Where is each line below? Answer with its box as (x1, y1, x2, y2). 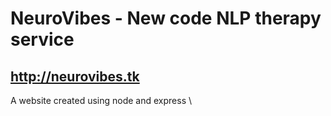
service (10, 28, 75, 51)
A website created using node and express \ (10, 95, 193, 106)
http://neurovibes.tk (10, 68, 140, 85)
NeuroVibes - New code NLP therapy (10, 7, 322, 30)
